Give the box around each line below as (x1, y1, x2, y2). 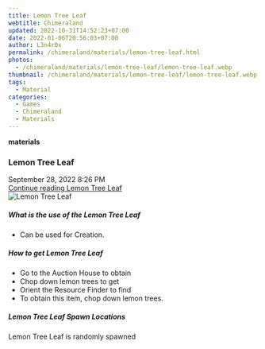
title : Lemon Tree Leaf (8, 11, 87, 20)
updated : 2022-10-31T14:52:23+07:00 (8, 26, 129, 34)
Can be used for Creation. (19, 230, 105, 239)
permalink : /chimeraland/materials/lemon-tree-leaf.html (8, 48, 201, 56)
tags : (8, 78, 26, 86)
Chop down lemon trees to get (19, 277, 120, 286)
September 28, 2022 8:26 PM (8, 175, 106, 184)
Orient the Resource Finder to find (19, 285, 132, 295)
